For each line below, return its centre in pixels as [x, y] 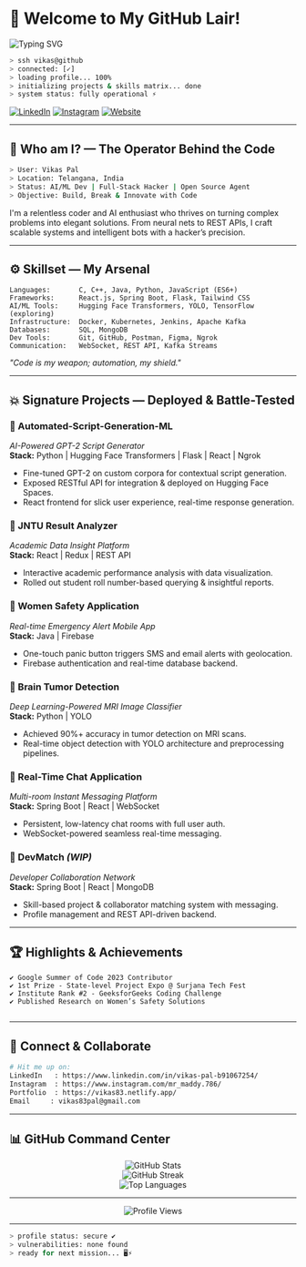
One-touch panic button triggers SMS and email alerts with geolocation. [158, 653]
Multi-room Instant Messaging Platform [83, 797]
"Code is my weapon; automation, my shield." [96, 363]
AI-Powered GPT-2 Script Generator [77, 446]
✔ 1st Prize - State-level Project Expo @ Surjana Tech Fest [128, 986]
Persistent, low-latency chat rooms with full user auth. [124, 824]
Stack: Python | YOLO [51, 716]
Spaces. [38, 493]
